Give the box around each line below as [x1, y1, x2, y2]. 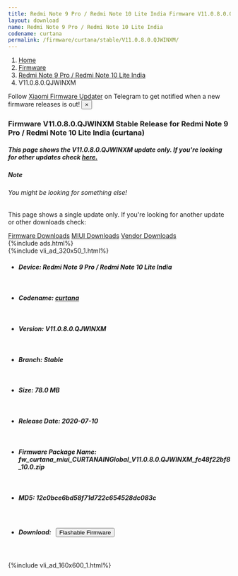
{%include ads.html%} [8, 239, 73, 247]
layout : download [8, 17, 59, 24]
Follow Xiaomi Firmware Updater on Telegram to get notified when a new [8, 92, 220, 101]
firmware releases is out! [8, 100, 81, 109]
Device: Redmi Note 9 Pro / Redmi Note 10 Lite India [18, 263, 172, 271]
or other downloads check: [8, 218, 87, 226]
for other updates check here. [8, 152, 98, 161]
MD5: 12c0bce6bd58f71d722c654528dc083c [18, 493, 157, 502]
